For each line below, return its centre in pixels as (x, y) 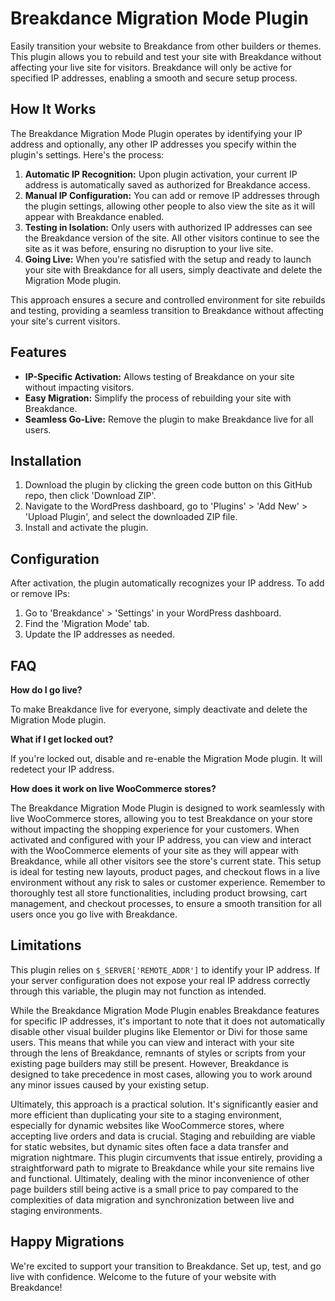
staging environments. (56, 1210)
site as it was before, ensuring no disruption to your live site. (149, 248)
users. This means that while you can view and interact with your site (152, 1042)
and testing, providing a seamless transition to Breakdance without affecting (167, 310)
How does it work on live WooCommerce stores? (113, 788)
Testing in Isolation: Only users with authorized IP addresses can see (168, 227)
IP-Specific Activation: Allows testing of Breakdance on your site (159, 376)
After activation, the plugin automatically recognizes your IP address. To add (167, 583)
